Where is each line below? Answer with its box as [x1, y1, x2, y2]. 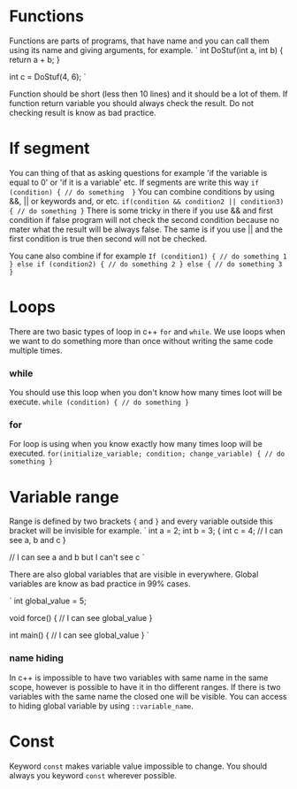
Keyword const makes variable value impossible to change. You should [9, 761, 268, 771]
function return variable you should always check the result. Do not [9, 97, 255, 108]
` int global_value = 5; [9, 595, 87, 607]
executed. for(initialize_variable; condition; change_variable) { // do [9, 448, 286, 459]
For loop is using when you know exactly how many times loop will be [9, 439, 263, 449]
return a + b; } [9, 54, 60, 65]
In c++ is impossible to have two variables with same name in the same [9, 672, 269, 683]
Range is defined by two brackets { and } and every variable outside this [9, 516, 274, 527]
